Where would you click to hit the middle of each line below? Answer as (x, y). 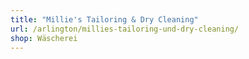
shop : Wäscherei (44, 38)
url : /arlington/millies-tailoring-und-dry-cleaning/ (125, 29)
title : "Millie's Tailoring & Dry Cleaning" (104, 19)
